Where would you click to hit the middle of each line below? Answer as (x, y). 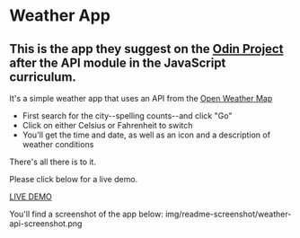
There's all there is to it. (53, 162)
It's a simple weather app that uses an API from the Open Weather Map (141, 98)
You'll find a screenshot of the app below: (86, 214)
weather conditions (58, 144)
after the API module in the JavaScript (118, 62)
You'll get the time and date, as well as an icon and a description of (146, 135)
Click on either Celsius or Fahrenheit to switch (107, 125)
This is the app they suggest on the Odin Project (146, 49)
